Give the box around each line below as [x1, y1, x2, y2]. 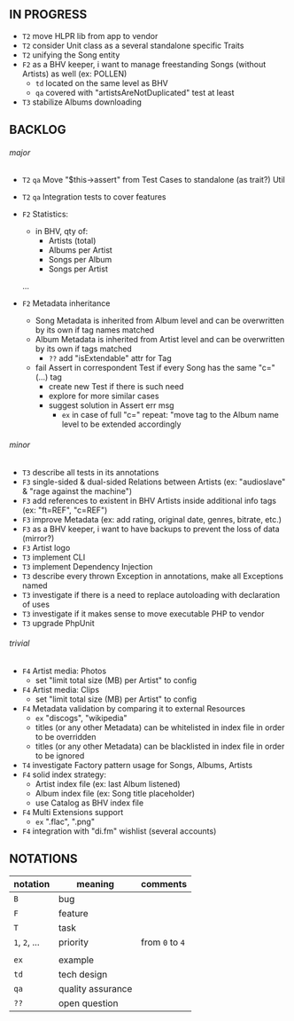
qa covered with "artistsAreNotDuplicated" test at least [35, 87, 235, 98]
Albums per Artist [48, 245, 112, 255]
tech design [58, 968, 108, 980]
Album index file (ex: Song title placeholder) [35, 788, 196, 798]
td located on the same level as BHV [35, 77, 168, 88]
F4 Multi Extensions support [21, 806, 124, 817]
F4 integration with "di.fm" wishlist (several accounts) [21, 825, 217, 836]
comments [141, 877, 188, 890]
